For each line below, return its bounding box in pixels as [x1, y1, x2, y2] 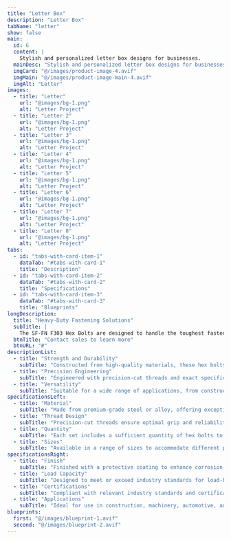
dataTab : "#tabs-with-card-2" [19, 278, 107, 285]
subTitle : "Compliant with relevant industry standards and [19, 489, 195, 496]
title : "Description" [19, 265, 81, 272]
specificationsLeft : [7, 393, 67, 401]
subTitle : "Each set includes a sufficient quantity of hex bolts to [19, 432, 223, 439]
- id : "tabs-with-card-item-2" [13, 272, 103, 279]
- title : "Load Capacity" [13, 470, 88, 477]
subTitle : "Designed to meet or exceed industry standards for [19, 476, 205, 483]
